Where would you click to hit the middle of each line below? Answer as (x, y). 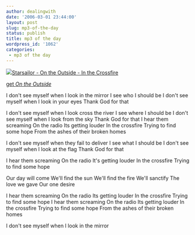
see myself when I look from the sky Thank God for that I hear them (87, 119)
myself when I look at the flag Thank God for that (65, 149)
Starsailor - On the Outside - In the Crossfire (65, 72)
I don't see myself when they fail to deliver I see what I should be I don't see (97, 143)
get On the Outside (29, 84)
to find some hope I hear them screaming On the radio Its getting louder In (95, 202)
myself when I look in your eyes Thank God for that (67, 101)
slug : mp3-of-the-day (32, 28)
